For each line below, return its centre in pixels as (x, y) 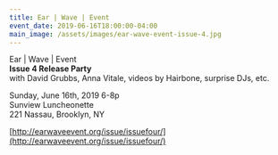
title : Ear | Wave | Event (59, 17)
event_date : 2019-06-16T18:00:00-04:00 (84, 26)
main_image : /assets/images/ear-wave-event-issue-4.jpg (115, 34)
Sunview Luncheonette (51, 105)
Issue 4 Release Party (51, 69)
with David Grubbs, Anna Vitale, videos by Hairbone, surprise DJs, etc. (139, 78)
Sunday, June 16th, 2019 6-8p (64, 95)
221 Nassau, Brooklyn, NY (57, 114)
